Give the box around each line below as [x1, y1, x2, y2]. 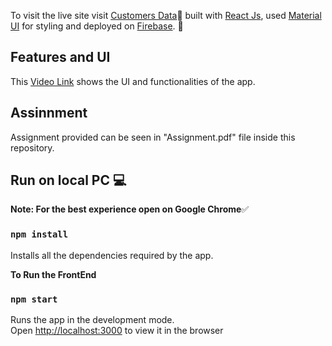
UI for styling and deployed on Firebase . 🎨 [10, 20, 184, 32]
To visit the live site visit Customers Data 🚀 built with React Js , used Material [10, 10, 322, 21]
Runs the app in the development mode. [10, 314, 175, 326]
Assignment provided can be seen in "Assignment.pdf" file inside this [10, 131, 296, 143]
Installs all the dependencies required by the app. [10, 249, 214, 261]
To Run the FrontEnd [10, 268, 97, 280]
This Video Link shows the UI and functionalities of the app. [10, 75, 256, 87]
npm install [10, 229, 69, 240]
